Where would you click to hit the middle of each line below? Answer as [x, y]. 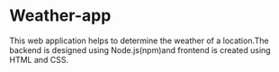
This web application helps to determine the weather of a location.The [139, 40]
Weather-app [60, 16]
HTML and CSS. [39, 59]
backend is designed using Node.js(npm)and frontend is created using [140, 49]
